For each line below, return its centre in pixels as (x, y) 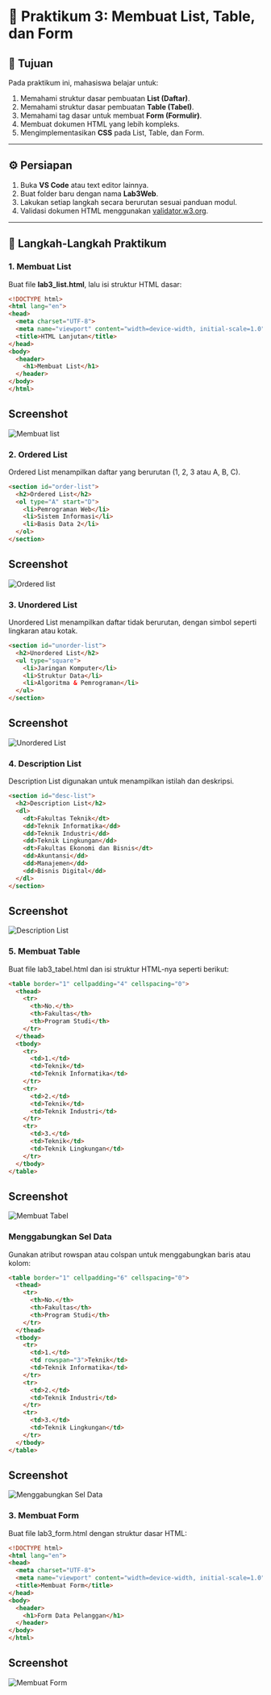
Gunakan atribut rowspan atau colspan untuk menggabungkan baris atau (130, 1255)
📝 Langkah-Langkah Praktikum (88, 244)
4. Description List (45, 763)
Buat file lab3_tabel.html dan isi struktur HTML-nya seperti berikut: (119, 969)
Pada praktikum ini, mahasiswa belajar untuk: (83, 83)
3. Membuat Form (44, 1516)
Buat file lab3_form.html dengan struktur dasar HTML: (98, 1533)
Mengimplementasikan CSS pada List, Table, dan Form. (112, 133)
